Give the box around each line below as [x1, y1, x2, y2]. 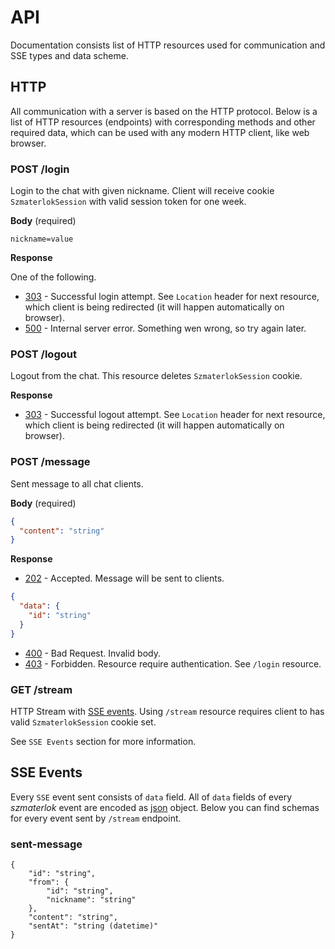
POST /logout [10, 347, 77, 361]
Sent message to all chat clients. [10, 477, 144, 490]
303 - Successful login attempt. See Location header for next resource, [24, 291, 320, 303]
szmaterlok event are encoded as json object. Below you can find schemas [10, 801, 320, 813]
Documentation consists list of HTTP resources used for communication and [10, 39, 326, 51]
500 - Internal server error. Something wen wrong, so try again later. [24, 322, 307, 335]
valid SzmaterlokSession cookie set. [10, 716, 157, 728]
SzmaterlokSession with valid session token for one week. [10, 196, 247, 208]
